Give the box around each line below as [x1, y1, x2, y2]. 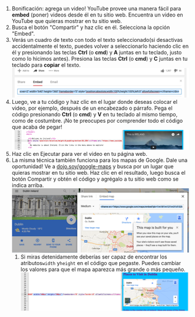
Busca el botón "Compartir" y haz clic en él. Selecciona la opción [11, 24, 170, 31]
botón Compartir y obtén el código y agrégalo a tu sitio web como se [11, 175, 179, 182]
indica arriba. [11, 181, 44, 188]
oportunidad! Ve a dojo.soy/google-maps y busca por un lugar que [11, 162, 174, 170]
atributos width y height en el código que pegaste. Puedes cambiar [20, 259, 181, 266]
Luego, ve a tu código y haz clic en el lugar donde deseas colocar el [11, 98, 178, 105]
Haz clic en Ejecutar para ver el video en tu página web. [11, 150, 147, 157]
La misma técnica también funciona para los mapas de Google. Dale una [11, 156, 188, 164]
